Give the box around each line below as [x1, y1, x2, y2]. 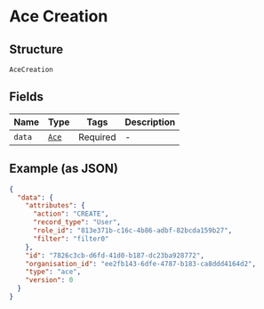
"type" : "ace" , [25, 267, 82, 277]
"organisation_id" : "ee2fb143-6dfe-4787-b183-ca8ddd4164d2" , [25, 259, 256, 268]
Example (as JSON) [9, 161, 118, 176]
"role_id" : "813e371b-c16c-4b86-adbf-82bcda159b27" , [32, 226, 233, 235]
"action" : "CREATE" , [32, 209, 109, 219]
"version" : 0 [25, 276, 74, 285]
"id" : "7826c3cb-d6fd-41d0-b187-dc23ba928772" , [25, 251, 204, 260]
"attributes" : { [25, 201, 86, 210]
